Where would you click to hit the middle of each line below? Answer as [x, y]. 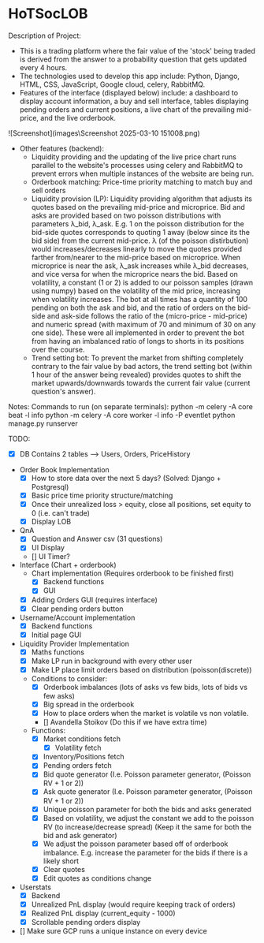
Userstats [35, 887]
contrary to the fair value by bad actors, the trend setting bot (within [141, 366]
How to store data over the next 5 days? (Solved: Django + [126, 478]
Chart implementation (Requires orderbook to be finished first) [132, 573]
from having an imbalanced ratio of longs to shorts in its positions [138, 341]
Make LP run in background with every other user [112, 661]
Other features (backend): [62, 148]
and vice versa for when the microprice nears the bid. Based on [135, 274]
